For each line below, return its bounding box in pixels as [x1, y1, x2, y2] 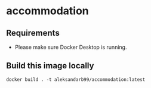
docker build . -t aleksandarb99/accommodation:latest [6, 76, 146, 83]
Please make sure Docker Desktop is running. [14, 43, 127, 51]
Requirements [6, 28, 60, 38]
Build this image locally [6, 61, 94, 71]
